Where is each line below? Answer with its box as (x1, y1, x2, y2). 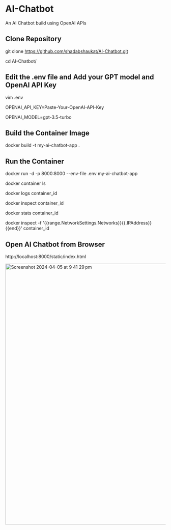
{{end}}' (5, 225, 22, 232)
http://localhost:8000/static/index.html (5, 254, 87, 260)
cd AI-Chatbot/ (5, 58, 37, 64)
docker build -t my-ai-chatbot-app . (5, 142, 80, 148)
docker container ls (5, 180, 46, 186)
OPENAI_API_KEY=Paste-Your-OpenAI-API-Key (5, 104, 104, 110)
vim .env (5, 94, 23, 100)
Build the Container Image (5, 128, 90, 137)
